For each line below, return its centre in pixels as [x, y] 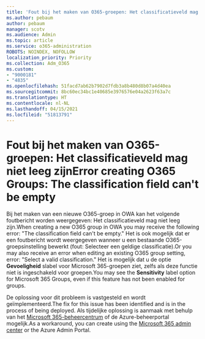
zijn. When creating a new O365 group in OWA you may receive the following [103, 227]
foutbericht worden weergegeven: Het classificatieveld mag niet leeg [93, 221]
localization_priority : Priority [49, 58]
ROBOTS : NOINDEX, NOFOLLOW [41, 52]
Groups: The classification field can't [102, 184]
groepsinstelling [27, 246]
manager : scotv [26, 29]
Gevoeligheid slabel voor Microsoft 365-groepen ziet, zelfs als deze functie [102, 266]
